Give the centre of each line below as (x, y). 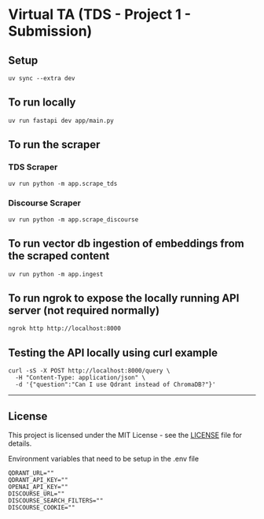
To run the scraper (54, 145)
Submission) (50, 31)
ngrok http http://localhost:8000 (65, 328)
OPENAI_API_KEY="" (38, 487)
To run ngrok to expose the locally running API (124, 298)
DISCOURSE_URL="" (37, 494)
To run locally (42, 103)
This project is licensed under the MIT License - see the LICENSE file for (125, 436)
